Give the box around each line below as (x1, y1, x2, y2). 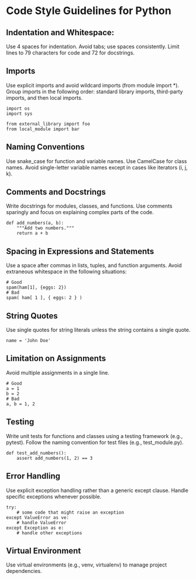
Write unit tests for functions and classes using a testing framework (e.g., (6, 432, 183, 439)
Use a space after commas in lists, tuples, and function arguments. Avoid (6, 262, 183, 269)
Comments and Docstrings (6, 187, 106, 197)
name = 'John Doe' (6, 338, 51, 344)
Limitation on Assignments (6, 354, 106, 364)
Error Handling (6, 471, 60, 481)
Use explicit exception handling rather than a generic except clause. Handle (6, 487, 188, 494)
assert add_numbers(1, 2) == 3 (16, 455, 93, 461)
